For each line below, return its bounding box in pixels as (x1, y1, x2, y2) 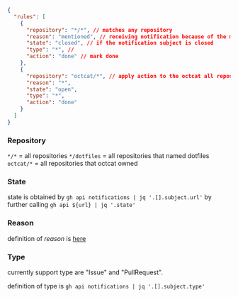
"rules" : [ (13, 13, 46, 21)
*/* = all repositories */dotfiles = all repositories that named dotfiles (7, 152, 210, 160)
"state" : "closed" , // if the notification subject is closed (25, 40, 214, 47)
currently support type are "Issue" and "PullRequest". (7, 268, 163, 276)
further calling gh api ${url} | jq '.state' (7, 201, 136, 209)
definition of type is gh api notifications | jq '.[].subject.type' (7, 281, 205, 290)
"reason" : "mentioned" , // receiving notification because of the (25, 33, 227, 40)
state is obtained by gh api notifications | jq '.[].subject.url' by (7, 193, 212, 201)
